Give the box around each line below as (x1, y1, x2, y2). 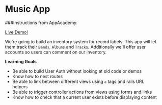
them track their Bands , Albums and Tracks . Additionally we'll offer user (5, 44, 146, 50)
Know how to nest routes (12, 73, 63, 79)
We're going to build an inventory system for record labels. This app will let (5, 38, 157, 45)
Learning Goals (5, 58, 37, 64)
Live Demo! (5, 29, 28, 35)
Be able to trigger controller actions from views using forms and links (12, 89, 152, 95)
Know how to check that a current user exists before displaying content (12, 94, 157, 100)
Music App (5, 3, 51, 15)
